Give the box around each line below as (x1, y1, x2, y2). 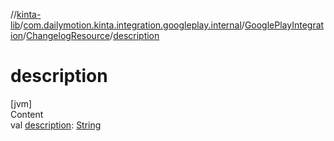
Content (10, 108, 44, 120)
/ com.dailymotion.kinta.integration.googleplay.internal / (19, 19, 245, 31)
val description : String (10, 119, 102, 131)
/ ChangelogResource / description (23, 30, 160, 41)
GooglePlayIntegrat (244, 19, 325, 31)
